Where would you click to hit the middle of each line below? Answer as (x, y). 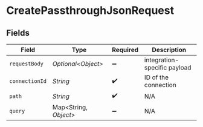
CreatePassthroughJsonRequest (90, 11)
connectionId (28, 81)
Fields (18, 33)
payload (180, 67)
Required (125, 50)
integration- (162, 60)
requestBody (27, 64)
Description (169, 50)
